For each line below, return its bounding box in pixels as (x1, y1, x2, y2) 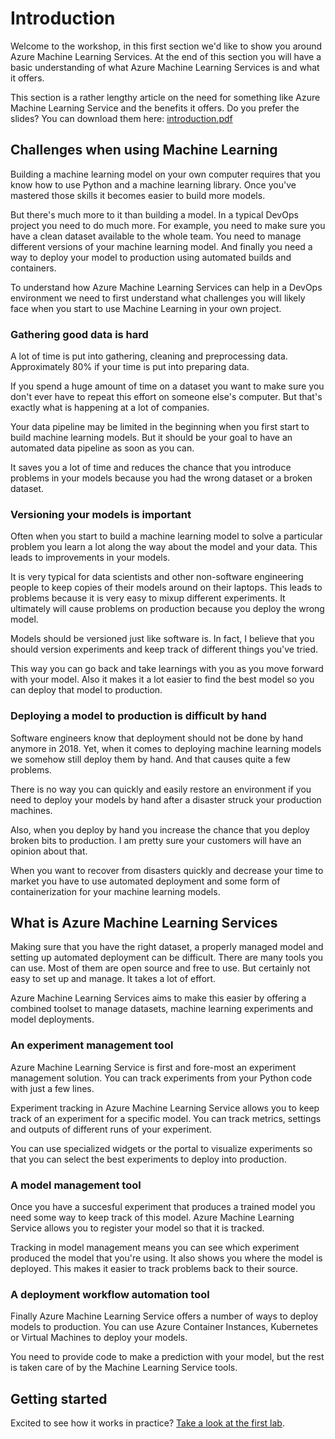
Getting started (10, 1390, 108, 1407)
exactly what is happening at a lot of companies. (10, 402, 210, 414)
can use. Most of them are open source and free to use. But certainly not (10, 962, 311, 974)
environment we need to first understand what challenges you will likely (10, 292, 306, 304)
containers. (10, 262, 57, 274)
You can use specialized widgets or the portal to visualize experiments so (10, 1142, 313, 1154)
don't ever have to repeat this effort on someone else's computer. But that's (10, 391, 323, 403)
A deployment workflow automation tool (10, 1287, 210, 1301)
